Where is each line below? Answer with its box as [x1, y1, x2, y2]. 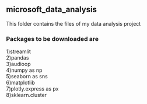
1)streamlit [6, 48, 31, 55]
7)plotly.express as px [6, 85, 59, 92]
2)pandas [6, 54, 29, 61]
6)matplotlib [6, 79, 35, 86]
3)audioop [6, 61, 31, 68]
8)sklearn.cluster [6, 92, 47, 99]
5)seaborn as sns [6, 73, 48, 80]
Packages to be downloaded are [6, 34, 99, 43]
